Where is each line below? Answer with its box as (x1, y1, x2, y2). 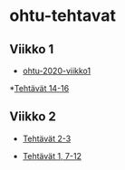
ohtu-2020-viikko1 (22, 65, 91, 76)
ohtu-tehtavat (9, 5, 116, 26)
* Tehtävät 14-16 (9, 83, 70, 93)
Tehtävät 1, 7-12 (22, 150, 82, 161)
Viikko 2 (9, 109, 57, 125)
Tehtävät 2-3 (22, 133, 72, 144)
